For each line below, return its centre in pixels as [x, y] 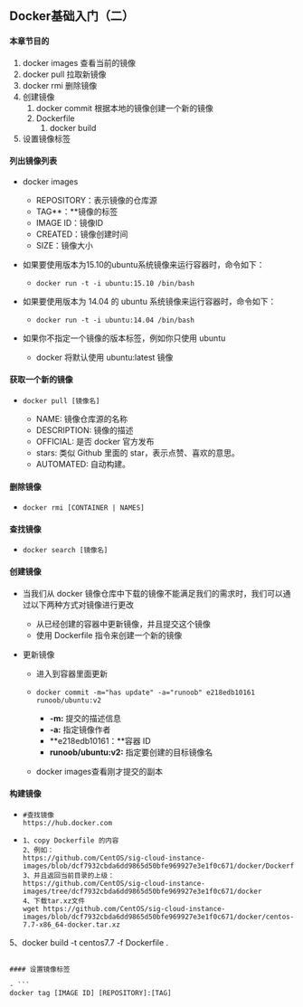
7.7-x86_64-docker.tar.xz [71, 925]
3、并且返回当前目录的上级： [68, 875]
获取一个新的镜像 [41, 380]
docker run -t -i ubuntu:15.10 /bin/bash [115, 283]
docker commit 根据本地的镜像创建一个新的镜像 [125, 108]
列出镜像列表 [33, 161]
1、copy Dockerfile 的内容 [71, 840]
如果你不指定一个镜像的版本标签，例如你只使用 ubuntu [124, 338]
